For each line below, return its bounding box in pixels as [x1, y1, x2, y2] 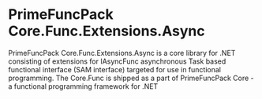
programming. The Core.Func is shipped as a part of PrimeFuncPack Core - [8, 73, 254, 82]
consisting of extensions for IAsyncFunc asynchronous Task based [8, 57, 226, 66]
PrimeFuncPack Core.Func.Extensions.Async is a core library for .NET [8, 48, 236, 57]
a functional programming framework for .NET [8, 81, 159, 91]
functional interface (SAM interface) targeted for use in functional [8, 64, 221, 74]
